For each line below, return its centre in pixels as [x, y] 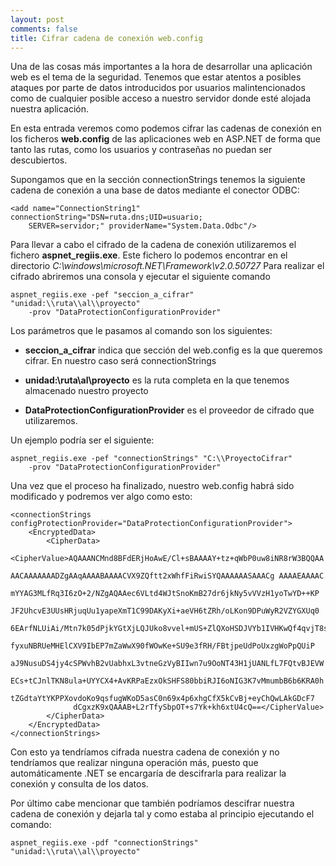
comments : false [44, 29]
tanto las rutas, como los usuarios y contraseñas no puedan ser [141, 150]
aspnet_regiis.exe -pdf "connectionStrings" [104, 843]
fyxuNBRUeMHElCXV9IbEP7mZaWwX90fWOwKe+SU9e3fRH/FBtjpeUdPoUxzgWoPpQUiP [162, 646]
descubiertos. [39, 160]
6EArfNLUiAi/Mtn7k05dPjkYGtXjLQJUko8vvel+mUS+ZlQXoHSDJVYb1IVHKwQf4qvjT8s [169, 629]
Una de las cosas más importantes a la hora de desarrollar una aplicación [161, 67]
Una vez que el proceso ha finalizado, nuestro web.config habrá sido [152, 486]
